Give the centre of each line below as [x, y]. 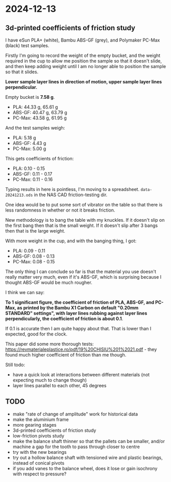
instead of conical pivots [39, 463]
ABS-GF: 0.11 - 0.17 [32, 174]
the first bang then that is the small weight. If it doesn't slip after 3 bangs [82, 225]
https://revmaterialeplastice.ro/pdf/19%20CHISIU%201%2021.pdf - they [81, 349]
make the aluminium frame [41, 419]
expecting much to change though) [50, 380]
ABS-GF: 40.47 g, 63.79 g [40, 112]
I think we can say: [25, 292]
